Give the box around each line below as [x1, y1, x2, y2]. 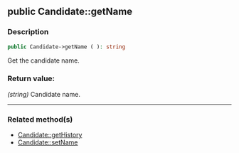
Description [7, 27, 49, 37]
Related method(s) [7, 114, 73, 124]
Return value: [7, 74, 55, 84]
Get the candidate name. [7, 56, 80, 65]
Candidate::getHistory [17, 131, 83, 139]
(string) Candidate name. [7, 90, 80, 98]
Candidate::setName [17, 138, 78, 147]
